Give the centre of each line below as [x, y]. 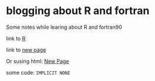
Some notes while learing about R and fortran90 [64, 27]
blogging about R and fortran [78, 11]
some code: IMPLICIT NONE [38, 72]
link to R [16, 38]
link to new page [26, 50]
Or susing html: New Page [38, 61]
